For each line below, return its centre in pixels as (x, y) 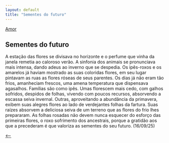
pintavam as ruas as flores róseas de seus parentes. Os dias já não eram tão (84, 78)
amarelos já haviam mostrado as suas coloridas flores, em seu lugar (76, 73)
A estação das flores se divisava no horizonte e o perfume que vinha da (80, 57)
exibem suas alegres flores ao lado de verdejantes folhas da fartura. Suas (81, 105)
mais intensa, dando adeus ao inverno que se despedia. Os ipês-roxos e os (83, 67)
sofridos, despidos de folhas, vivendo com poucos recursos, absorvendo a (83, 94)
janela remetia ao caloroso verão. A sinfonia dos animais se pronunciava (80, 62)
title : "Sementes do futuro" (36, 15)
